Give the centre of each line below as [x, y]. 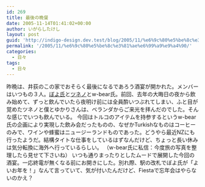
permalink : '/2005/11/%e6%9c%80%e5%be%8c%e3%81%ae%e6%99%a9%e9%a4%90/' [99, 46]
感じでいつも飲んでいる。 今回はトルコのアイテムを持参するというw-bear [104, 117]
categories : [21, 52]
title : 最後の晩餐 [27, 18]
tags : [13, 63]
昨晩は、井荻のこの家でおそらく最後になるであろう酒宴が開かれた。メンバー [103, 86]
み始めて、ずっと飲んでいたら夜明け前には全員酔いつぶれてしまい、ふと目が [102, 102]
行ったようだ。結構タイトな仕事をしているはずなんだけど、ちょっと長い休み [102, 140]
